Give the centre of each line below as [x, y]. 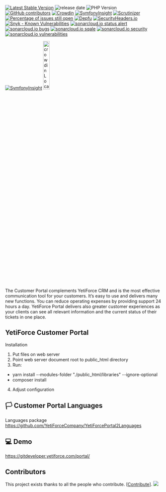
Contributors [26, 472]
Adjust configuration [33, 389]
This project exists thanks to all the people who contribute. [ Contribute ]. [79, 485]
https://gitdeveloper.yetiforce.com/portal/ [48, 456]
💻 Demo [19, 442]
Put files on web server [36, 354]
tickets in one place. [26, 317]
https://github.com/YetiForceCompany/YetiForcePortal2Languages [73, 425]
